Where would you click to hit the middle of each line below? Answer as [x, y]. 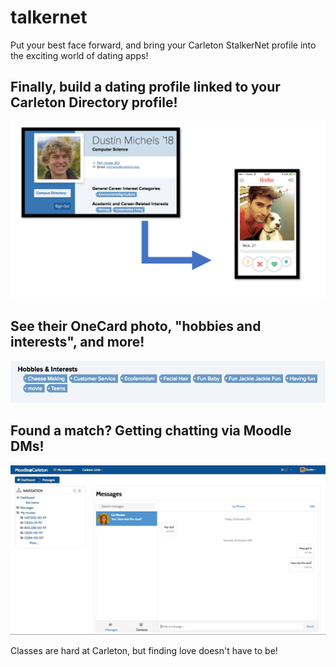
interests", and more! [77, 342]
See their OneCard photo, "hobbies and [136, 326]
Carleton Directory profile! [94, 102]
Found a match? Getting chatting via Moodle [151, 431]
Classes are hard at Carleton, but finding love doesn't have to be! [144, 650]
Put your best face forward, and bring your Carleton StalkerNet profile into [163, 45]
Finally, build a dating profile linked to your [145, 87]
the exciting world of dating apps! [79, 55]
